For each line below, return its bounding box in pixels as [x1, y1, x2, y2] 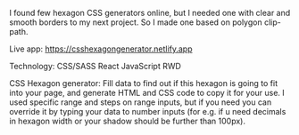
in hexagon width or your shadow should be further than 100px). [9, 115, 245, 126]
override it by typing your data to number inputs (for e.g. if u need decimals [9, 107, 287, 116]
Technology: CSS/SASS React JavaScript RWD [9, 61, 181, 71]
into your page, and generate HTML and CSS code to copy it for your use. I [9, 88, 286, 98]
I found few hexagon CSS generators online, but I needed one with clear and [9, 8, 291, 18]
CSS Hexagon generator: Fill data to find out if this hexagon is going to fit [9, 78, 278, 88]
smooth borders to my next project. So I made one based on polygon [9, 17, 262, 28]
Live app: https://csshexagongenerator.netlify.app [9, 44, 194, 54]
